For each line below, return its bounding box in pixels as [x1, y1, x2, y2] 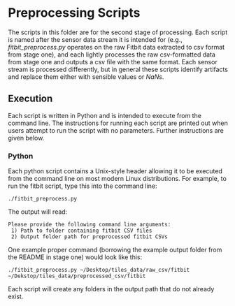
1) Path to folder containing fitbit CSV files [10, 227, 152, 235]
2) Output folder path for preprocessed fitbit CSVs [10, 233, 169, 240]
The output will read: [8, 207, 68, 216]
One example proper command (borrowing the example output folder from [8, 246, 222, 254]
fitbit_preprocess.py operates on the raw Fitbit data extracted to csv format [8, 43, 225, 51]
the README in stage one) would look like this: [8, 253, 143, 261]
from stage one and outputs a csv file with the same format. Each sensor [8, 57, 218, 66]
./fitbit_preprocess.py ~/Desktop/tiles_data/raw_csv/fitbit [8, 267, 190, 274]
